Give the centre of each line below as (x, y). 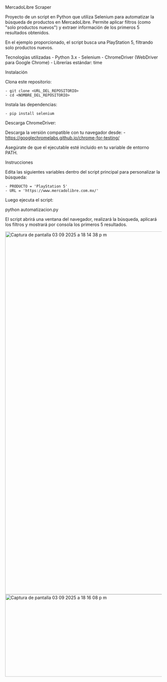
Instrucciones (19, 162)
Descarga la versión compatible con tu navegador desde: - (65, 132)
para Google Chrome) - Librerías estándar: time (54, 62)
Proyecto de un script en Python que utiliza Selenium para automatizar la (80, 17)
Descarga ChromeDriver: (31, 123)
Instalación (16, 72)
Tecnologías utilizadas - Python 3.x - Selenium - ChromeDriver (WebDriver (82, 57)
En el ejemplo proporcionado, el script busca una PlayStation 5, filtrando (79, 42)
